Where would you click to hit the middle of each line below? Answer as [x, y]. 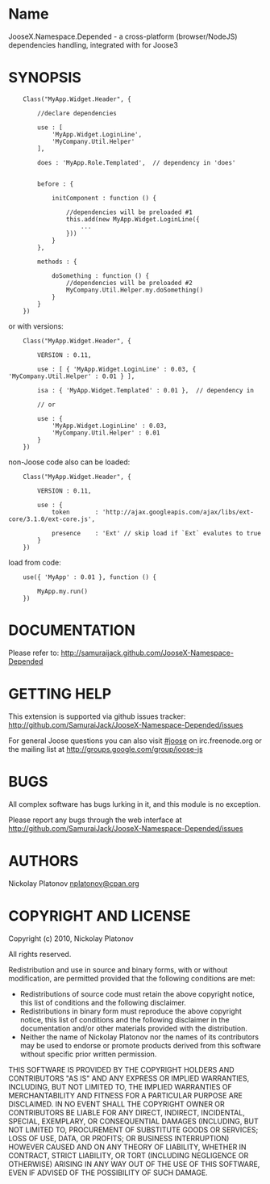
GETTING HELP [60, 694]
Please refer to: [34, 653]
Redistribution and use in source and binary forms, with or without [118, 969]
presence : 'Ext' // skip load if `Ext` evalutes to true [156, 533]
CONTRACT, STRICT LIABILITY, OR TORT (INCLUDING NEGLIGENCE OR [129, 1155]
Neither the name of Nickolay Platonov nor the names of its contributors [139, 1037]
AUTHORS [44, 861]
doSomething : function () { [100, 275]
